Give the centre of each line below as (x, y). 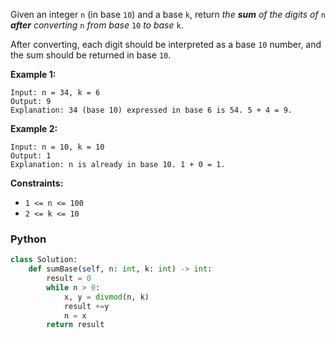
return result (75, 325)
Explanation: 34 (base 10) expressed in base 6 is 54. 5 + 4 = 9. (151, 110)
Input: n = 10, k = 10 (57, 147)
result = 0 (69, 279)
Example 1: (33, 74)
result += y (86, 306)
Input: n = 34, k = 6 (55, 93)
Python (28, 239)
